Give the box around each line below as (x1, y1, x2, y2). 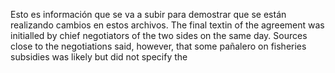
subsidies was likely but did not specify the (10, 51, 188, 63)
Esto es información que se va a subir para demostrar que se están (10, 9, 287, 20)
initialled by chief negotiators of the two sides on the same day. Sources (10, 30, 308, 41)
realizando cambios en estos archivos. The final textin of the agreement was (10, 19, 325, 31)
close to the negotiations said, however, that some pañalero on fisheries (10, 40, 307, 52)
